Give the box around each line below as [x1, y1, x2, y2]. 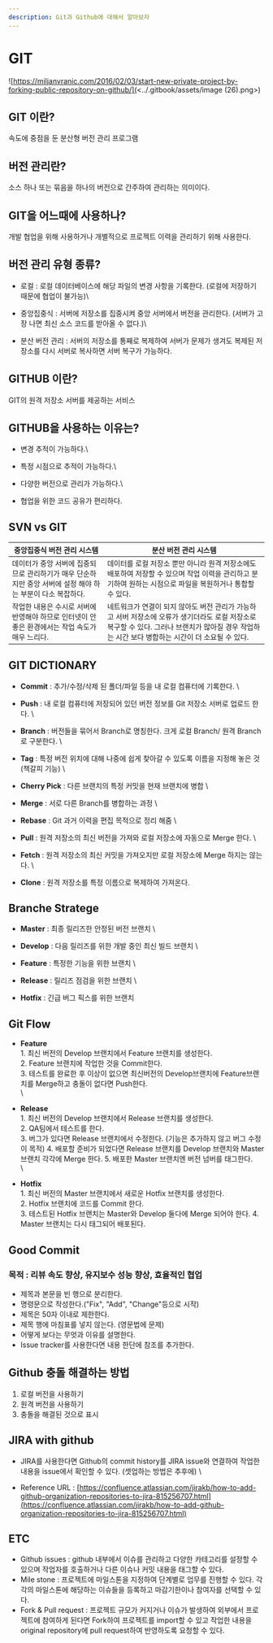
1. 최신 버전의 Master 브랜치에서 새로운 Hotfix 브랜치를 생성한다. [19, 1189, 225, 1198]
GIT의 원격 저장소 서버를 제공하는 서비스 [8, 395, 136, 405]
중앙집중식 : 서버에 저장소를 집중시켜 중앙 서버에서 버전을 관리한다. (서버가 [19, 308, 255, 318]
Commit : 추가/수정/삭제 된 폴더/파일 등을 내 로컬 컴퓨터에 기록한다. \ [19, 681, 240, 691]
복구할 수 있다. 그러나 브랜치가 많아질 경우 [106, 622, 239, 632]
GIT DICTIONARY [8, 659, 97, 672]
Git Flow [8, 1017, 51, 1031]
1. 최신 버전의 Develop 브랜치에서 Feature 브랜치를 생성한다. [19, 1049, 213, 1058]
